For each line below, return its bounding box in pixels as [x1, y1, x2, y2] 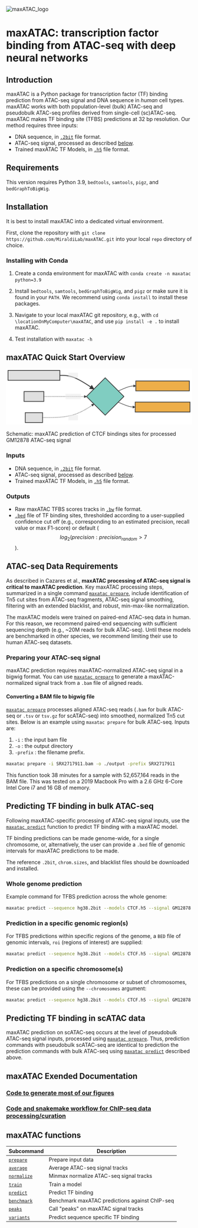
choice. [6, 241, 25, 249]
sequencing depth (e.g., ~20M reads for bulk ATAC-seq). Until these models [6, 626, 191, 633]
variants [8, 1214, 31, 1220]
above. [6, 1054, 23, 1061]
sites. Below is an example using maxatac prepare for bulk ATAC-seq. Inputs [6, 718, 190, 726]
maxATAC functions [6, 1130, 81, 1140]
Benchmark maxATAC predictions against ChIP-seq [48, 1197, 174, 1204]
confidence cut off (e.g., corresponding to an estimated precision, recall [14, 518, 190, 525]
